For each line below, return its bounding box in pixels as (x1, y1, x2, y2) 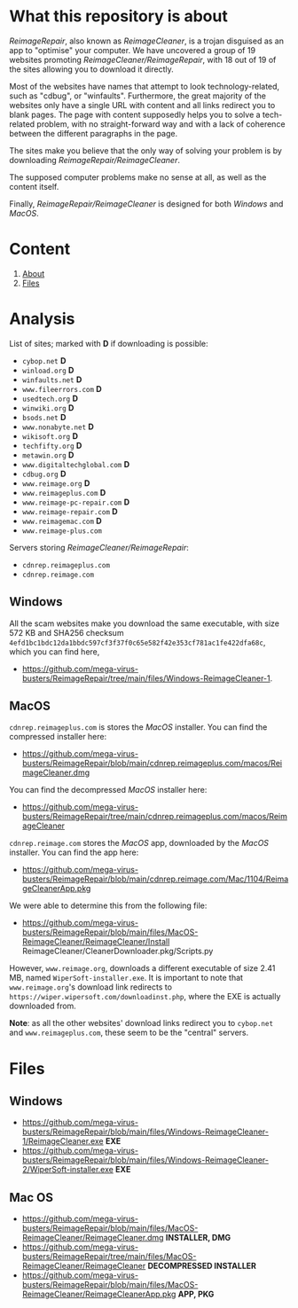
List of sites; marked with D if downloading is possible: (9, 338, 208, 349)
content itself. (9, 181, 59, 192)
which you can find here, (9, 646, 100, 657)
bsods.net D (21, 411, 67, 422)
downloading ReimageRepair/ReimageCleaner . (9, 154, 180, 165)
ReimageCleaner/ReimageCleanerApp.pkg (21, 1288, 176, 1300)
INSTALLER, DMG (165, 1233, 231, 1243)
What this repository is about (9, 6, 228, 27)
